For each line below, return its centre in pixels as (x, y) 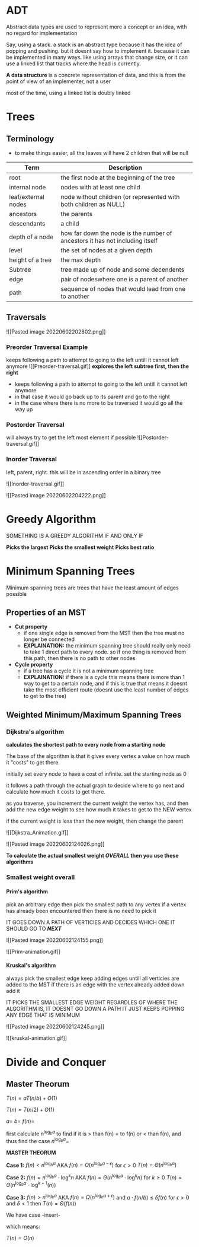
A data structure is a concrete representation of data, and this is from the (96, 75)
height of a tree (31, 260)
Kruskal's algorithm (31, 965)
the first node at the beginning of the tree (118, 177)
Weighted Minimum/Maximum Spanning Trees (94, 715)
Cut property (31, 627)
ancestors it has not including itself (109, 240)
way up (24, 410)
